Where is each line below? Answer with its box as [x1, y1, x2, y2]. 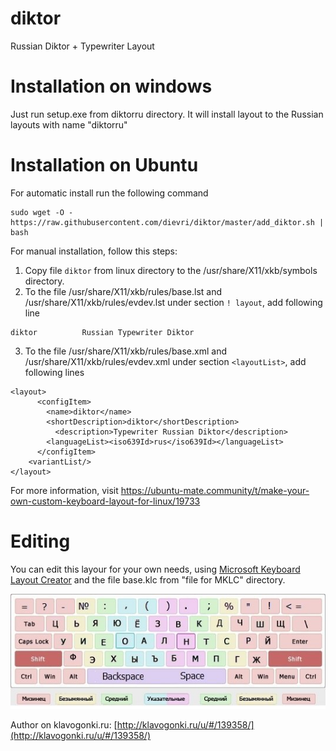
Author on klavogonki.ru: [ [10, 719, 118, 731]
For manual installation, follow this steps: [10, 245, 178, 257]
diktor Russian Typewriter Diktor [10, 327, 195, 337]
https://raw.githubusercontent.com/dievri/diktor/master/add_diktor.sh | [10, 217, 325, 227]
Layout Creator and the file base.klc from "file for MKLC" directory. [10, 573, 286, 586]
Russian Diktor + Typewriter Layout [10, 40, 155, 52]
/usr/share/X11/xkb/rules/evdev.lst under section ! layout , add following [24, 296, 323, 308]
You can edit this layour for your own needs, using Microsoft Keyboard [10, 563, 301, 575]
